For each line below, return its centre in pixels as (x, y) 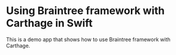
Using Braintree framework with (86, 11)
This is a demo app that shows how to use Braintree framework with (88, 39)
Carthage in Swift (49, 23)
